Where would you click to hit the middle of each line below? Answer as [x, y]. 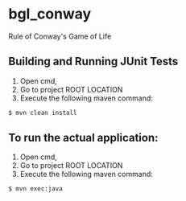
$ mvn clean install [43, 113]
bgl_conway [50, 14]
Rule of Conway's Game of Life [60, 36]
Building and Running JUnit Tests [93, 62]
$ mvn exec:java [35, 189]
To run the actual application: [83, 138]
